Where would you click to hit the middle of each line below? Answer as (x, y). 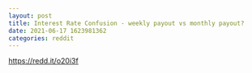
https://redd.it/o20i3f (43, 61)
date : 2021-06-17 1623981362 (58, 30)
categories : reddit (41, 38)
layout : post (30, 16)
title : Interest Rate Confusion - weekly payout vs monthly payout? (126, 23)
